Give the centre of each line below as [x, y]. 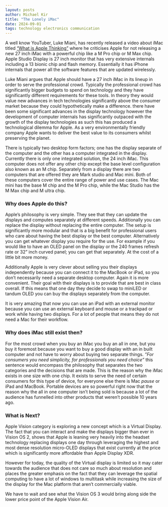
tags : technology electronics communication [52, 29]
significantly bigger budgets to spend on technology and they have [74, 90]
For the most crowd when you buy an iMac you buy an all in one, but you [80, 344]
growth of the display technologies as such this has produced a [71, 122]
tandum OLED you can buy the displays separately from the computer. [78, 294]
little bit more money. [27, 258]
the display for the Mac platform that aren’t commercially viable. [71, 484]
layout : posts [20, 10]
